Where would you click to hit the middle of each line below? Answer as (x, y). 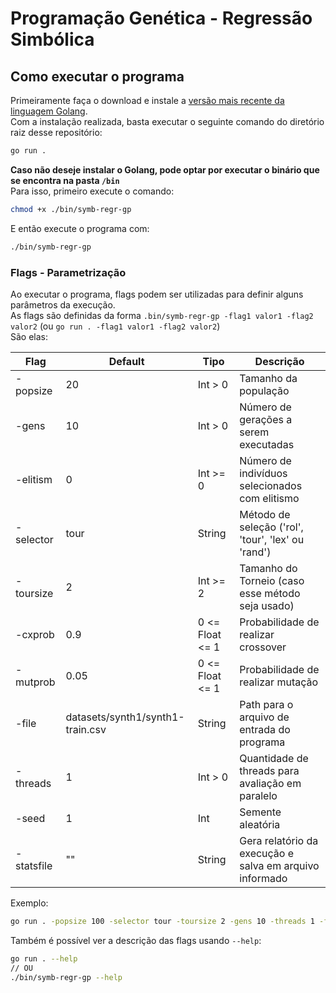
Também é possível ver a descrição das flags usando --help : (136, 940)
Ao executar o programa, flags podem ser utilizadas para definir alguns (157, 294)
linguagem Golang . (49, 111)
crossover (263, 647)
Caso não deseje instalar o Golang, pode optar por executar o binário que (165, 169)
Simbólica (52, 39)
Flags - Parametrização (68, 272)
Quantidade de (274, 758)
